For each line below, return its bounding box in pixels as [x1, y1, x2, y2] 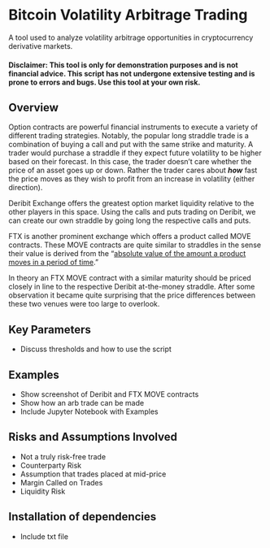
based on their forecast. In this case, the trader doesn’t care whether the [8, 157, 252, 167]
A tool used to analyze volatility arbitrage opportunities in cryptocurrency [8, 33, 254, 42]
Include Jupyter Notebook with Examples [20, 407, 159, 416]
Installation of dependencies [8, 510, 157, 524]
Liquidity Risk [20, 486, 66, 496]
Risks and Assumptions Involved [8, 430, 177, 444]
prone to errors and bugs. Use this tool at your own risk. [8, 77, 201, 87]
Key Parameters [8, 323, 91, 337]
